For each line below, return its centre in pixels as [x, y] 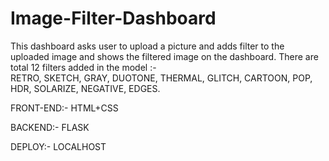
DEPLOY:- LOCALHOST [58, 146]
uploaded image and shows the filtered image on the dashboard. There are [164, 56]
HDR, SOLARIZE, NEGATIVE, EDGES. [85, 88]
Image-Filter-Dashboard [113, 18]
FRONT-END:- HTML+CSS [64, 108]
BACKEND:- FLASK [50, 127]
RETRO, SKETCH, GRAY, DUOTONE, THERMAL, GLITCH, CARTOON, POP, [161, 78]
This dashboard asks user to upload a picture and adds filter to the [147, 46]
